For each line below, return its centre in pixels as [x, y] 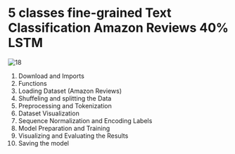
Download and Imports [51, 76]
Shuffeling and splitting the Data [65, 98]
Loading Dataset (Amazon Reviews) [70, 91]
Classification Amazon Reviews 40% [119, 28]
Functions [33, 83]
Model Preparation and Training [64, 128]
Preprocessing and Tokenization [65, 105]
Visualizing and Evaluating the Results [73, 136]
